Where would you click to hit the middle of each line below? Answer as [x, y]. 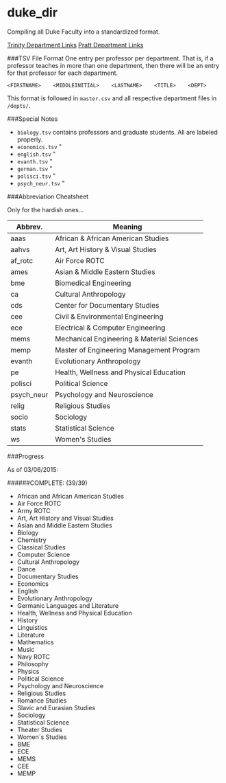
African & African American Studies [112, 238]
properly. [30, 139]
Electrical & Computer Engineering [110, 328]
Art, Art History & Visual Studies [106, 249]
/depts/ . [19, 105]
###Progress [26, 456]
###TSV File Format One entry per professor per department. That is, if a [110, 58]
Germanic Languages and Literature [68, 605]
